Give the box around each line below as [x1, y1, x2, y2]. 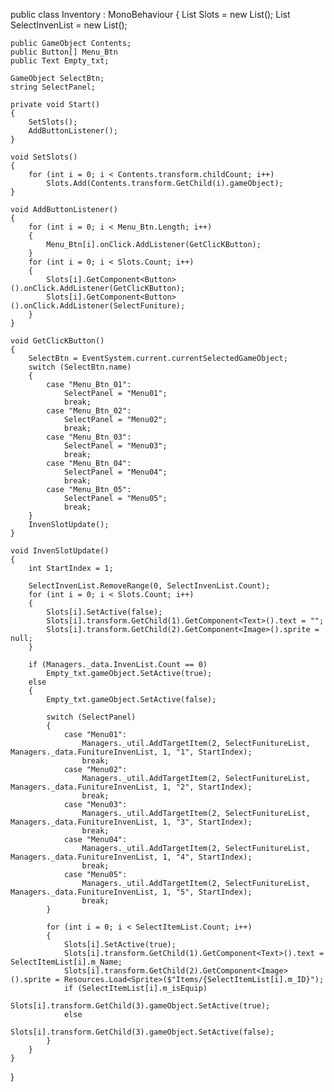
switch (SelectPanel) [46, 712, 137, 722]
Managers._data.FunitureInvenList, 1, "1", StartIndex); [10, 747, 253, 757]
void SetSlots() [10, 152, 78, 162]
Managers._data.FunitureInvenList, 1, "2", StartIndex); [10, 782, 253, 792]
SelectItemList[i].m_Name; [10, 957, 123, 967]
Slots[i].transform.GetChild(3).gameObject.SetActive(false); [10, 1027, 275, 1037]
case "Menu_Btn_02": [46, 406, 132, 416]
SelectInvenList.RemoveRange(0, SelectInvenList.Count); [28, 581, 271, 591]
